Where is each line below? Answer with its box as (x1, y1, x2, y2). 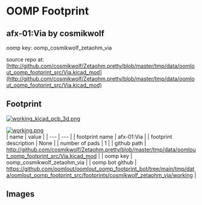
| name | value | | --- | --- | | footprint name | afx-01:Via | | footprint (6, 133, 172, 140)
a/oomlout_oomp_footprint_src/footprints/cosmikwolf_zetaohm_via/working (6, 171, 193, 178)
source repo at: (6, 56, 44, 63)
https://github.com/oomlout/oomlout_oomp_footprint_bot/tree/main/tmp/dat (6, 165, 195, 172)
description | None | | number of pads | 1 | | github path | (6, 139, 147, 147)
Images (6, 189, 35, 200)
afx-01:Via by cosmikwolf (6, 28, 104, 39)
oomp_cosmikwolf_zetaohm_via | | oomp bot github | (6, 159, 137, 166)
